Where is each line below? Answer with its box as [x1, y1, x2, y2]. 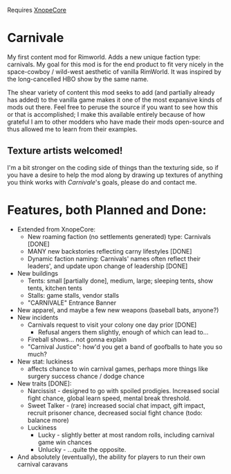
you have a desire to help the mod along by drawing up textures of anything [7, 171, 223, 179]
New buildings [17, 269, 59, 277]
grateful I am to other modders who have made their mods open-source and [7, 117, 225, 126]
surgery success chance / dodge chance [27, 372, 145, 380]
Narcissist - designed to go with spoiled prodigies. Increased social [27, 386, 220, 395]
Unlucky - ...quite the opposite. [37, 445, 127, 453]
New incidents [17, 313, 59, 321]
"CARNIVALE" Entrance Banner [27, 298, 116, 307]
